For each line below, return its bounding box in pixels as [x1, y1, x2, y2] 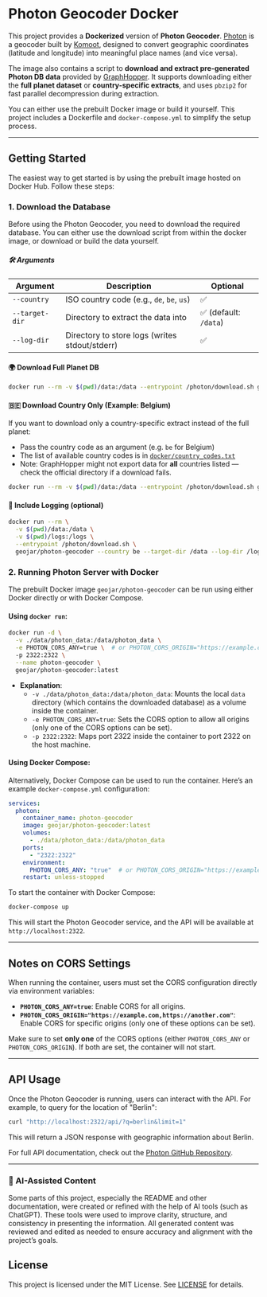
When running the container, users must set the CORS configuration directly [8, 978, 257, 987]
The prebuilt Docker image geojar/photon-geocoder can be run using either [8, 584, 253, 594]
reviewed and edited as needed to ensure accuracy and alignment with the [8, 1227, 253, 1236]
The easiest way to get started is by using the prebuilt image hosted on [8, 173, 241, 182]
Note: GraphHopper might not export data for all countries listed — [19, 459, 239, 469]
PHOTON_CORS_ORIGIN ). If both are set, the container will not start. [8, 1042, 216, 1052]
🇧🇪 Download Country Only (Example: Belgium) [8, 400, 171, 410]
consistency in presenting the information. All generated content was [8, 1219, 234, 1228]
